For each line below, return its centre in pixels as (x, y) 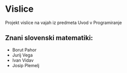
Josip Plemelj (26, 65)
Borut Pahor (24, 49)
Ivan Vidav (23, 60)
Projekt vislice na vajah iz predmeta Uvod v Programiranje (63, 23)
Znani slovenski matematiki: (49, 38)
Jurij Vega (22, 55)
